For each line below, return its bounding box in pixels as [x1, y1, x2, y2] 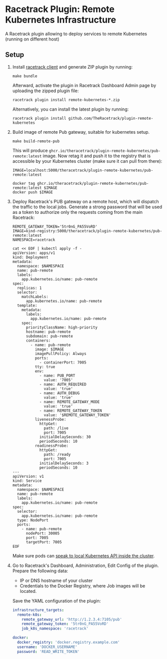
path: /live [44, 426, 69, 431]
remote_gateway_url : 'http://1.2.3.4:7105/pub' [21, 617, 122, 622]
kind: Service [12, 478, 42, 483]
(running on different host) [5, 36, 60, 42]
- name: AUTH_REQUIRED [39, 382, 87, 387]
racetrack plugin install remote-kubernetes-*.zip [12, 97, 120, 102]
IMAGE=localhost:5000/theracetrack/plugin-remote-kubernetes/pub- [12, 168, 154, 173]
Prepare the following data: [12, 567, 68, 574]
